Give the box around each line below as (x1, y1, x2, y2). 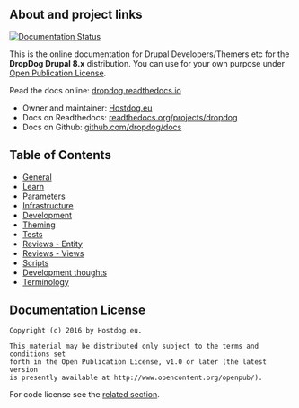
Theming (22, 219, 56, 230)
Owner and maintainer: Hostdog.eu (22, 102, 153, 113)
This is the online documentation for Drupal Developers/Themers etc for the (9, 49, 290, 59)
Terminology (22, 276, 69, 287)
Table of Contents (9, 147, 112, 163)
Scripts (22, 257, 49, 268)
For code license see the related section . (9, 389, 160, 400)
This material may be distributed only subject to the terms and (9, 341, 259, 351)
